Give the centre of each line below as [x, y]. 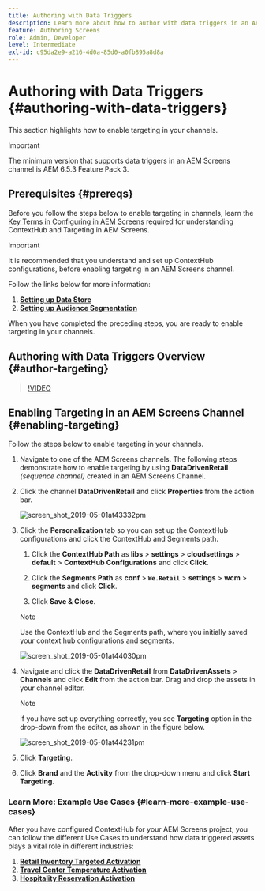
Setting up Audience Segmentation [78, 308]
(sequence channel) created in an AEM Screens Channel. [113, 476]
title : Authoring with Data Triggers [70, 15]
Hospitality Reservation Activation [77, 878]
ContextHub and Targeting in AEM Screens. [79, 229]
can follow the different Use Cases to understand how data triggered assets [131, 837]
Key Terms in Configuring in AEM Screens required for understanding [121, 221]
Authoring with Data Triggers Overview [107, 357]
